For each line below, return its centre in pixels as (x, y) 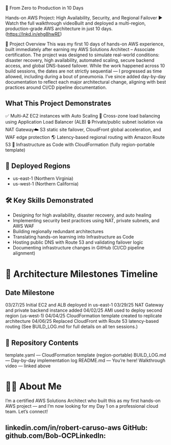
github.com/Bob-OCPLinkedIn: (56, 436)
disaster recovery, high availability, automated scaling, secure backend (80, 60)
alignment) (24, 253)
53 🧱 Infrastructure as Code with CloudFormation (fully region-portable (80, 144)
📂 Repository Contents (42, 343)
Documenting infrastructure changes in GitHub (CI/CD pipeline (78, 248)
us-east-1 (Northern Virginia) (43, 178)
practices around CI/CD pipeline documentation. (56, 87)
